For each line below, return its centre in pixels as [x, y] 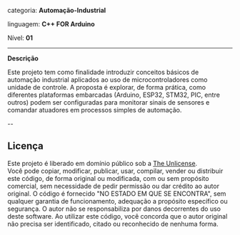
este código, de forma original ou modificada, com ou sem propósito [108, 178]
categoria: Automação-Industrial [57, 10]
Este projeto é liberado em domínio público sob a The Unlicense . [102, 163]
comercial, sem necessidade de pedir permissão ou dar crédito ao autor [114, 186]
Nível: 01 [20, 38]
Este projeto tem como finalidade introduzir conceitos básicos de [103, 72]
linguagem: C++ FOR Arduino [51, 24]
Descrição [23, 58]
